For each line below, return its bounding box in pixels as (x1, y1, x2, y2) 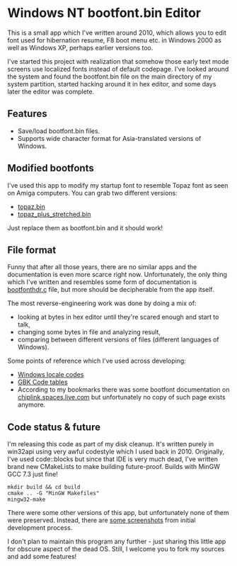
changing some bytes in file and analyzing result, (17, 328, 161, 336)
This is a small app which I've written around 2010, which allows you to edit (7, 28, 226, 37)
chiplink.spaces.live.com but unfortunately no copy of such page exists (17, 393, 226, 402)
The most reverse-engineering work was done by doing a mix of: (7, 299, 197, 307)
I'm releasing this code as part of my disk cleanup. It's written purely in (7, 440, 214, 448)
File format (7, 244, 57, 256)
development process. (7, 523, 73, 532)
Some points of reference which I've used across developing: (7, 356, 186, 366)
